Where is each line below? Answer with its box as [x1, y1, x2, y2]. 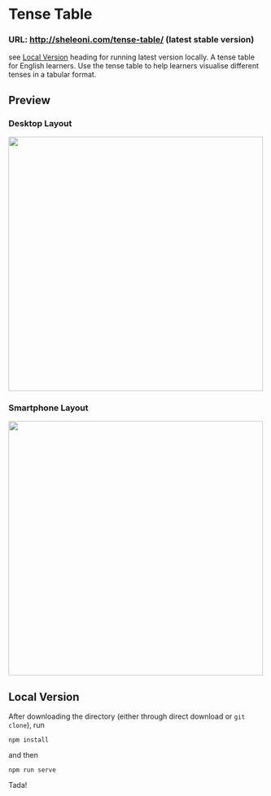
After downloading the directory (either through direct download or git [8, 711, 246, 721]
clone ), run [8, 720, 45, 730]
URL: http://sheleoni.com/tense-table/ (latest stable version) [8, 34, 255, 46]
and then [8, 750, 38, 760]
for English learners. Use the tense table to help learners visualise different [8, 61, 259, 71]
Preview [8, 93, 51, 107]
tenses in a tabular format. [8, 70, 97, 80]
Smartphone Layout [8, 402, 89, 413]
